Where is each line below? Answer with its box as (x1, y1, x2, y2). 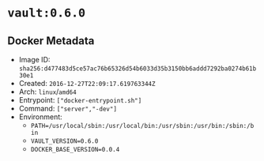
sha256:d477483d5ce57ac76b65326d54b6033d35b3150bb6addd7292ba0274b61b (18, 65, 257, 73)
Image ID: (18, 55, 51, 64)
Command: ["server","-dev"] (18, 104, 118, 113)
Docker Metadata (7, 34, 95, 47)
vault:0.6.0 (7, 6, 86, 21)
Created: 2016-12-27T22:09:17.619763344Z (18, 79, 156, 88)
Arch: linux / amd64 (18, 87, 77, 96)
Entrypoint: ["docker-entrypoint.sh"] (18, 95, 142, 104)
